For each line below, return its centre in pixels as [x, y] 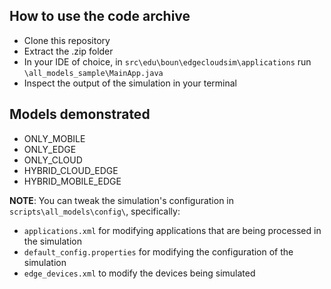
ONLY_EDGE [50, 149]
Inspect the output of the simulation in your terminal [130, 83]
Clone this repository [67, 40]
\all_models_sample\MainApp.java [93, 73]
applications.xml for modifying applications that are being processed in [172, 230]
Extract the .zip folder [68, 51]
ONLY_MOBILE [54, 138]
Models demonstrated [80, 114]
